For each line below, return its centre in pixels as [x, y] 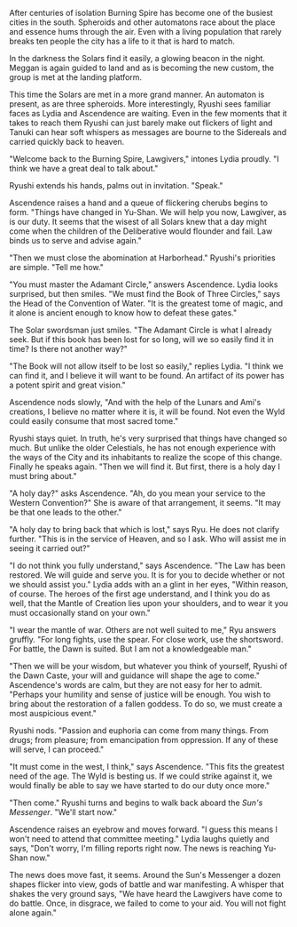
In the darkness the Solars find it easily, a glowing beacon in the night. [137, 58]
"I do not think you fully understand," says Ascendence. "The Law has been [148, 565]
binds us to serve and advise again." [75, 240]
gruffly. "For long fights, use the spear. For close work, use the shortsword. [146, 639]
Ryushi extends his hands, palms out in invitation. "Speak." [116, 185]
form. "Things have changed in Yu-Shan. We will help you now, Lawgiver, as [148, 212]
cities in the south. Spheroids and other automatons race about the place [142, 22]
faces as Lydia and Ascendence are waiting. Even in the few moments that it [148, 113]
